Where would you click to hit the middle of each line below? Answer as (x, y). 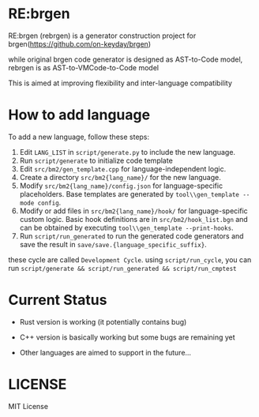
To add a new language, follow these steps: (79, 137)
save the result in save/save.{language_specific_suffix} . (113, 244)
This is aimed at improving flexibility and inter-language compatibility (120, 83)
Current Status (58, 300)
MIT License (28, 406)
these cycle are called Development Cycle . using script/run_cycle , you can (130, 259)
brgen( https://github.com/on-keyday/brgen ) (80, 43)
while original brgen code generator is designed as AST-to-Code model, (126, 59)
